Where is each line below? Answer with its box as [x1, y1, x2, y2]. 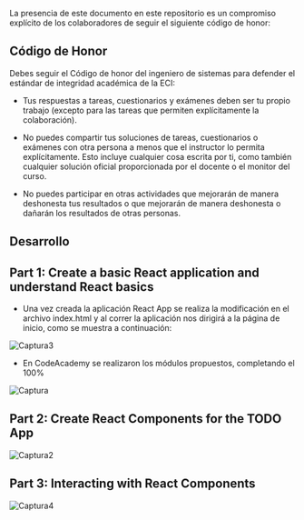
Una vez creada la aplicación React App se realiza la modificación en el [22, 304, 289, 315]
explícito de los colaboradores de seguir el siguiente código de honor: [9, 17, 270, 28]
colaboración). [22, 114, 77, 125]
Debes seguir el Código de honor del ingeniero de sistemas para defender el [9, 67, 296, 78]
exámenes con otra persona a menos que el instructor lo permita [22, 141, 265, 153]
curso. [22, 170, 47, 181]
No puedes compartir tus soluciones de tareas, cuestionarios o [22, 132, 259, 143]
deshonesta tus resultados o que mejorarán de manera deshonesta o [22, 197, 281, 208]
